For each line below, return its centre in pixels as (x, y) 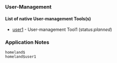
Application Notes (27, 42)
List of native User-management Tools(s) (48, 19)
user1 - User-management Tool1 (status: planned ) (62, 30)
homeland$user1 (21, 57)
